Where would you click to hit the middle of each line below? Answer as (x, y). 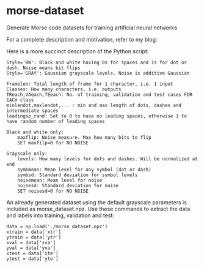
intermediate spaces (33, 111)
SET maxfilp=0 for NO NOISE (53, 143)
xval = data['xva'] (31, 242)
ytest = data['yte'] (33, 259)
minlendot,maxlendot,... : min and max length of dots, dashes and (94, 105)
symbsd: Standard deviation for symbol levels (78, 175)
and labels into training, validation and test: (60, 215)
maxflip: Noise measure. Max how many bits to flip (84, 137)
